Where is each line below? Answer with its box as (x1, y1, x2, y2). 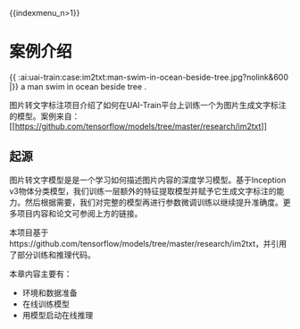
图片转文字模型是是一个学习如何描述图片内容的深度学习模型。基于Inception (9, 174, 287, 185)
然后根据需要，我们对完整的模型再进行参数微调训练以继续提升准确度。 (24, 197, 283, 207)
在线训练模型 (21, 299, 70, 309)
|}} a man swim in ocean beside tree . (9, 80, 147, 92)
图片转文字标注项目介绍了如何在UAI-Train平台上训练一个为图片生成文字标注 (9, 99, 287, 110)
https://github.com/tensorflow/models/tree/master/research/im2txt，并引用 (9, 238, 287, 249)
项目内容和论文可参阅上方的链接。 (16, 207, 143, 218)
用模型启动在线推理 (21, 309, 94, 320)
